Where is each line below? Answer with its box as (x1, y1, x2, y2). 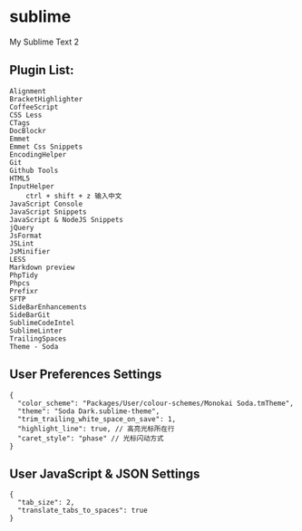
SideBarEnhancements (9, 302, 88, 312)
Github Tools (9, 166, 59, 175)
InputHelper (9, 181, 54, 191)
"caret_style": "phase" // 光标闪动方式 (17, 433, 164, 443)
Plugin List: (9, 63, 74, 78)
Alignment (9, 86, 47, 96)
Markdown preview (9, 263, 75, 272)
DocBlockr (9, 126, 47, 135)
